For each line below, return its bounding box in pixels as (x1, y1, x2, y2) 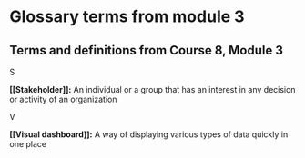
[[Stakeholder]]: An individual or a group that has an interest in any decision (9, 84, 296, 94)
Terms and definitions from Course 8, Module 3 (9, 43, 284, 58)
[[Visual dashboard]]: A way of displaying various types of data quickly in (9, 129, 289, 140)
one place (9, 139, 47, 149)
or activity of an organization (9, 94, 117, 104)
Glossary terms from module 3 (9, 6, 245, 27)
